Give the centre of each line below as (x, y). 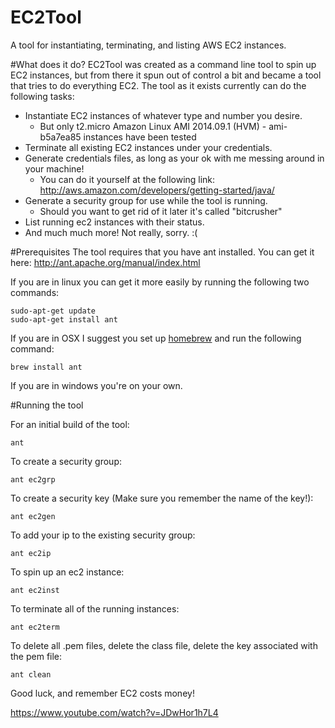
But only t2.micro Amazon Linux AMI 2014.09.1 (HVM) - (153, 126)
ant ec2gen (33, 516)
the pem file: (36, 656)
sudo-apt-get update (53, 311)
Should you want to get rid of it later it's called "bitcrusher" (161, 211)
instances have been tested (140, 137)
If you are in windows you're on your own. (96, 385)
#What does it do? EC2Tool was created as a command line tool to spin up (163, 64)
